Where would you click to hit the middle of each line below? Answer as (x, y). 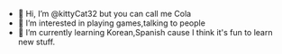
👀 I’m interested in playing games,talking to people (111, 23)
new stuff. (36, 42)
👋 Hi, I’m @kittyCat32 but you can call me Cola (105, 14)
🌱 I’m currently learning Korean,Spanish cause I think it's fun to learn (145, 32)
